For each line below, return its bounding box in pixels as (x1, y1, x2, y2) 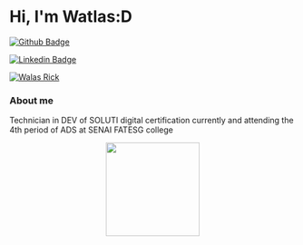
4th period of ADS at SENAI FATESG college (9, 124, 174, 135)
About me (9, 93, 54, 106)
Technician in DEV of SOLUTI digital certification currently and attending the (9, 115, 294, 126)
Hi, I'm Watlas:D (9, 6, 133, 27)
